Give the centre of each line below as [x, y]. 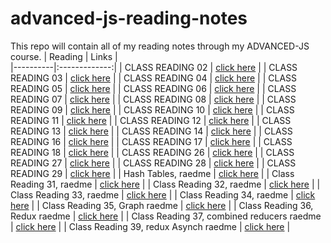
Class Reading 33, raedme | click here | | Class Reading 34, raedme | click [163, 194]
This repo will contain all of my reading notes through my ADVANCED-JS [160, 46]
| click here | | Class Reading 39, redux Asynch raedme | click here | [150, 226]
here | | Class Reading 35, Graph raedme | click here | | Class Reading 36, [162, 205]
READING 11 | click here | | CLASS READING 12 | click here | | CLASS [151, 120]
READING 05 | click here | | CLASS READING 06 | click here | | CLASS [153, 88]
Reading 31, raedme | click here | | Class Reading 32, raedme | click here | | [165, 184]
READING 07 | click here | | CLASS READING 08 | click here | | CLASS [153, 99]
